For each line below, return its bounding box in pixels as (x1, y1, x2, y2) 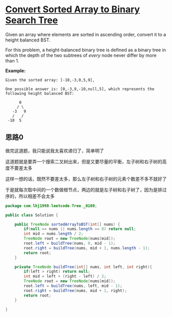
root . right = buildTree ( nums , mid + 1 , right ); (24, 288, 127, 293)
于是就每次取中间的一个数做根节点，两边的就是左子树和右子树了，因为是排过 (5, 186, 167, 193)
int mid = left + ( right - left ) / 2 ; (24, 274, 106, 279)
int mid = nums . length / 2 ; (24, 231, 83, 237)
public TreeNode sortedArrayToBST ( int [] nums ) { (14, 222, 120, 227)
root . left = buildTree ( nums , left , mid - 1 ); (24, 283, 123, 288)
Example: (5, 68, 26, 74)
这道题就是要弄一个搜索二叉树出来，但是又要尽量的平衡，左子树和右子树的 (5, 158, 162, 164)
